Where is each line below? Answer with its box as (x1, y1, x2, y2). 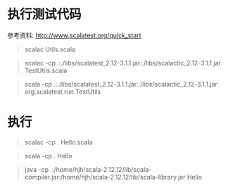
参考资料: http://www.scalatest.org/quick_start (7, 31, 142, 39)
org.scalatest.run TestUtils (24, 87, 101, 96)
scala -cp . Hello (24, 151, 72, 160)
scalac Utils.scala (24, 45, 76, 54)
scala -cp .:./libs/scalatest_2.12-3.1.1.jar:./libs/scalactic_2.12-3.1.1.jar (24, 80, 218, 88)
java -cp (24, 165, 49, 173)
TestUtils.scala (24, 66, 68, 75)
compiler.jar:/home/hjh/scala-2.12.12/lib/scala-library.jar (24, 173, 186, 181)
